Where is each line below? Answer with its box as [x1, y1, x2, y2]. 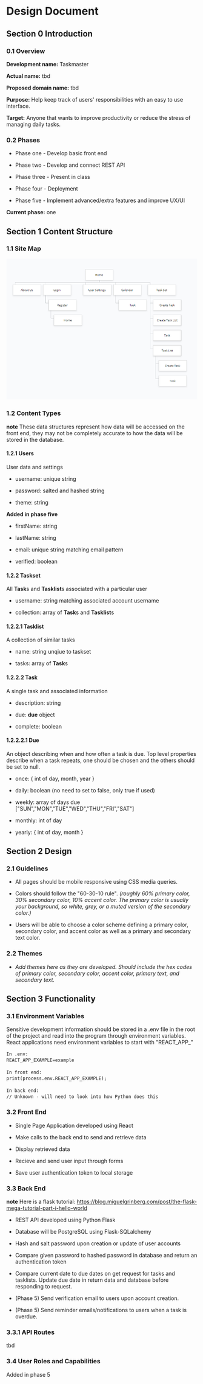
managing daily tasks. [6, 121, 61, 128]
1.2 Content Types [6, 409, 61, 418]
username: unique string [15, 475, 77, 482]
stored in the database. [6, 436, 64, 443]
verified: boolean [15, 557, 58, 565]
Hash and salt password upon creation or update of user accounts [15, 1240, 181, 1247]
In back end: [6, 1088, 39, 1094]
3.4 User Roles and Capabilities [6, 1357, 101, 1366]
